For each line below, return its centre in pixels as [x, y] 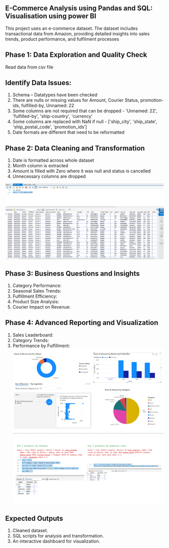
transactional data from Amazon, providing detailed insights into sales [77, 33]
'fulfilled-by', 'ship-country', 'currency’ [53, 116]
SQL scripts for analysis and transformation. [58, 536]
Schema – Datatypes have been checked [55, 95]
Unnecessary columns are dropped [49, 176]
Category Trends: [31, 340]
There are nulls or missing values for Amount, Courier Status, [76, 100]
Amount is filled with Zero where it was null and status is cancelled [81, 171]
